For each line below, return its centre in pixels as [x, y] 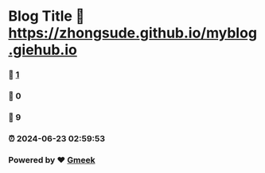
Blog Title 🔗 [47, 16]
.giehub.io [43, 50]
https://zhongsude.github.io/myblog [132, 33]
